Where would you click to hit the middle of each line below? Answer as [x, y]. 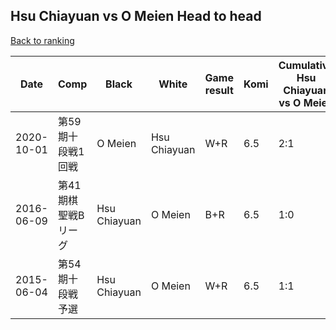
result [219, 90]
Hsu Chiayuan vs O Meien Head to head [136, 16]
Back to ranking [42, 40]
